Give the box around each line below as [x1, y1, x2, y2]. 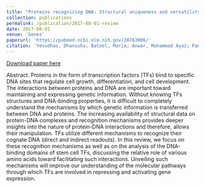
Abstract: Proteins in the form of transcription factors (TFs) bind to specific [6, 71, 195, 78]
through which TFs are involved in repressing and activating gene [6, 168, 171, 175]
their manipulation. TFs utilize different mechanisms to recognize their [6, 129, 182, 137]
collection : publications [6, 15, 72, 21]
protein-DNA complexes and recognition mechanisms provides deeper [6, 116, 184, 124]
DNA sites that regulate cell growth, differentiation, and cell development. [6, 77, 190, 85]
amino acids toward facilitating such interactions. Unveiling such [6, 155, 168, 162]
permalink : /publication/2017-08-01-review [6, 20, 119, 26]
